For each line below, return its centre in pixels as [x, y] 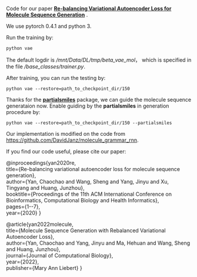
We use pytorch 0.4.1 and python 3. [49, 26]
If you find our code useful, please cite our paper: [66, 151]
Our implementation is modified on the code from [66, 134]
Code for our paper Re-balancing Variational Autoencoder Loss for [89, 9]
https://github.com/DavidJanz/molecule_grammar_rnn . [73, 140]
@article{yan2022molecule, [40, 224]
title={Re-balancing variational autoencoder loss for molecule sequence [93, 169]
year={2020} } [24, 213]
